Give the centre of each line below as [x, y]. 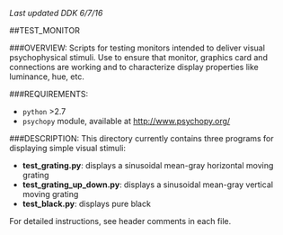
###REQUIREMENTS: [49, 94]
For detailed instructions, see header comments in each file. [120, 221]
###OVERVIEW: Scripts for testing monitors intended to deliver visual [137, 48]
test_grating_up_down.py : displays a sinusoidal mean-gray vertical [148, 185]
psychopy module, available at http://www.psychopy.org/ [126, 121]
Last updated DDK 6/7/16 [56, 13]
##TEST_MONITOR [45, 30]
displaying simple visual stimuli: [67, 148]
